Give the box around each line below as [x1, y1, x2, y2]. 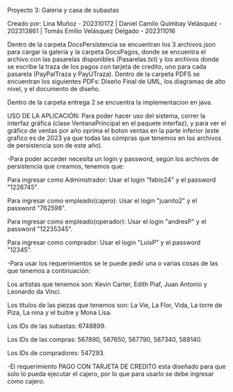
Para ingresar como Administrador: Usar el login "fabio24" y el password [7, 175, 216, 184]
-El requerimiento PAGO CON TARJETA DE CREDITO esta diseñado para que [7, 362, 226, 370]
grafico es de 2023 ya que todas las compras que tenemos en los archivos [7, 134, 222, 142]
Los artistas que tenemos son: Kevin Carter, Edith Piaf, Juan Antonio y [7, 280, 207, 288]
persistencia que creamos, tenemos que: [7, 162, 124, 170]
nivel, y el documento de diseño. [7, 85, 101, 93]
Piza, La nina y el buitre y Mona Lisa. [7, 308, 113, 316]
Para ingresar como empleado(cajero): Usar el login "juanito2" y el [7, 196, 198, 205]
